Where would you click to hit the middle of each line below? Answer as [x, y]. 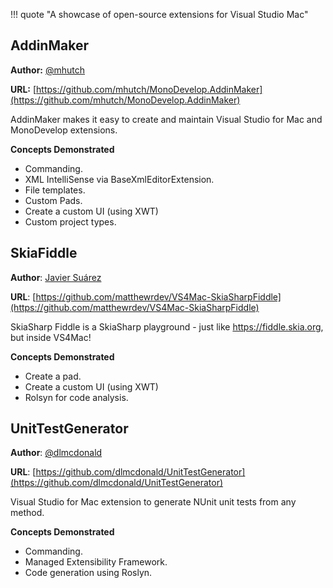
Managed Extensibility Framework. [96, 562]
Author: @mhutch [48, 70]
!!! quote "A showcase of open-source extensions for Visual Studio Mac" [159, 14]
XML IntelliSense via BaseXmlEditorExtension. [119, 179]
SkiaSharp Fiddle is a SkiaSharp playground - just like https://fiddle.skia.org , [167, 326]
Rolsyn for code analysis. [76, 397]
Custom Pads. [53, 200]
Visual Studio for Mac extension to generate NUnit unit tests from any [153, 502]
